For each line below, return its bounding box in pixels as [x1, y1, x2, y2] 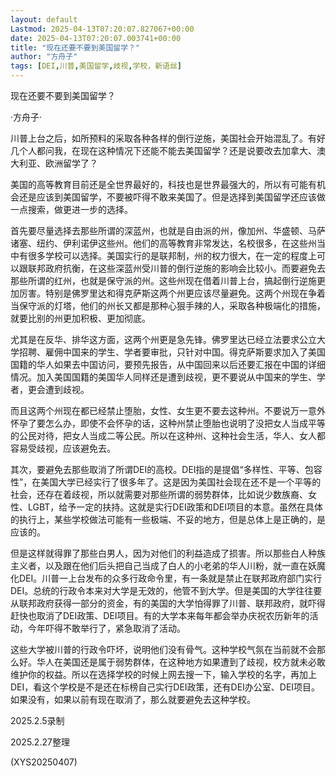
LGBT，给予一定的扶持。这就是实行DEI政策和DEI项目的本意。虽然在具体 [27, 501, 323, 513]
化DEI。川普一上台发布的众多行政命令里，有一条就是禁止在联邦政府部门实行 [10, 572, 323, 584]
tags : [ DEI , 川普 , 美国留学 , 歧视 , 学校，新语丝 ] [10, 61, 183, 71]
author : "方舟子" [10, 52, 78, 62]
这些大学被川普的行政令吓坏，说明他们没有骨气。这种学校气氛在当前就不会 [10, 644, 317, 655]
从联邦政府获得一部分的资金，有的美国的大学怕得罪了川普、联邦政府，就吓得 [10, 597, 326, 609]
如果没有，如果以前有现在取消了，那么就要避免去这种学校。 [10, 694, 256, 705]
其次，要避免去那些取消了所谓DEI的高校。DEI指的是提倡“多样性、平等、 [10, 464, 305, 475]
